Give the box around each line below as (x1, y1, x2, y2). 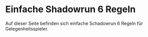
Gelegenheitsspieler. (5, 25, 48, 31)
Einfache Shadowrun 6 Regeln (5, 4, 136, 15)
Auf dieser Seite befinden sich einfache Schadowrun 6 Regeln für (5, 20, 143, 26)
